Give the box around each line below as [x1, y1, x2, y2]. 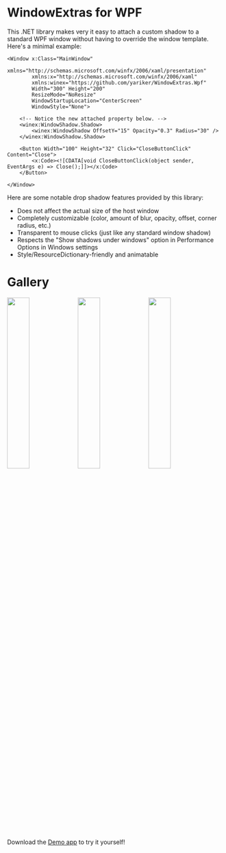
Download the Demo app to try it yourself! [7, 838, 125, 846]
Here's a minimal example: [7, 42, 82, 50]
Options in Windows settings [16, 243, 98, 251]
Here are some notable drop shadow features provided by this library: [7, 193, 204, 202]
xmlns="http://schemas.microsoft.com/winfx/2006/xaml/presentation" [7, 67, 207, 74]
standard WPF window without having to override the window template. [7, 34, 209, 43]
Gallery [7, 274, 49, 290]
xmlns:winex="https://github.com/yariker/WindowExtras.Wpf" [32, 79, 207, 86]
